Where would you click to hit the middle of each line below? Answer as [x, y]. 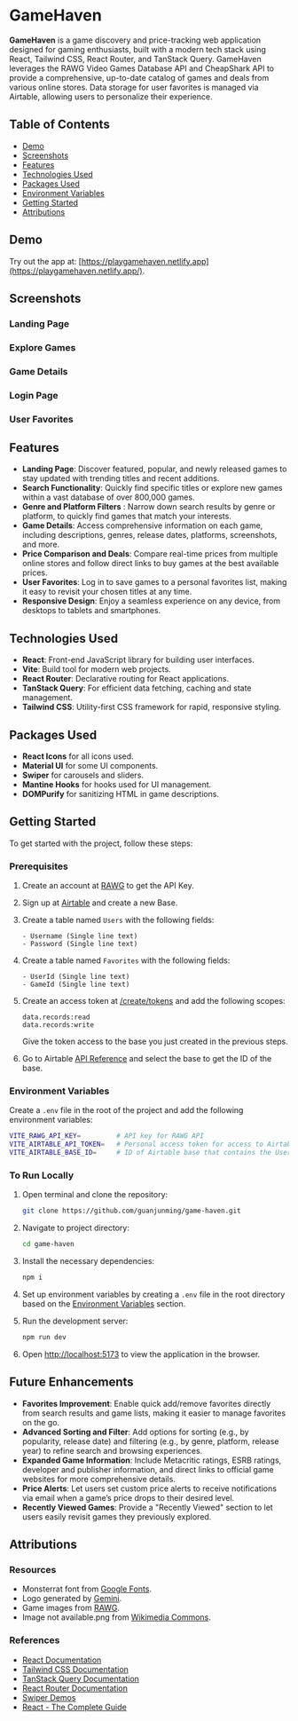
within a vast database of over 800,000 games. [108, 497]
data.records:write [58, 1025]
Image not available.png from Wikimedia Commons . [116, 1617]
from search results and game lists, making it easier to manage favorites [154, 1413]
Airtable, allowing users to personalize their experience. [111, 96]
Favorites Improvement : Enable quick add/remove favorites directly [146, 1403]
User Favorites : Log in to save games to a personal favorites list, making [154, 582]
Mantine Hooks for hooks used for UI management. [117, 785]
